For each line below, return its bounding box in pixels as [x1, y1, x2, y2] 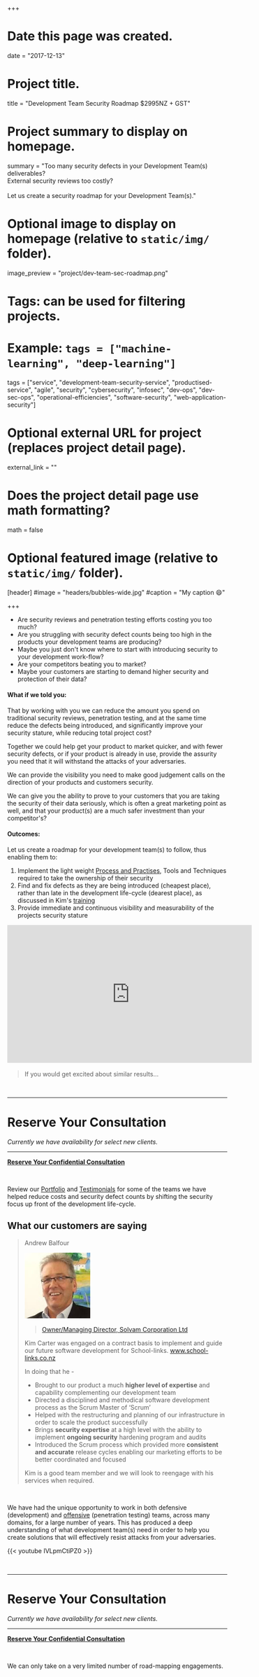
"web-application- [173, 393, 227, 401]
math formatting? [7, 503, 110, 518]
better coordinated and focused [34, 1455, 126, 1464]
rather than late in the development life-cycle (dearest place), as [17, 889, 202, 897]
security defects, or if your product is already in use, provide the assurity [7, 750, 217, 758]
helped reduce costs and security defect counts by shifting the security [7, 1193, 213, 1201]
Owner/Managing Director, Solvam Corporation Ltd [41, 1325, 188, 1333]
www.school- [170, 1346, 209, 1354]
